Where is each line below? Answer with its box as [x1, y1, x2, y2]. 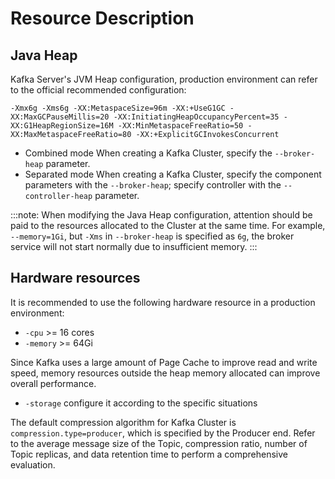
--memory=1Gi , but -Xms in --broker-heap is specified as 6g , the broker [10, 230, 295, 242]
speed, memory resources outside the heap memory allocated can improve [10, 367, 321, 379]
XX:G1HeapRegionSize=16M [10, 121, 114, 131]
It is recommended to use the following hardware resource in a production [10, 296, 316, 308]
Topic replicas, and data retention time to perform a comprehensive [10, 448, 288, 460]
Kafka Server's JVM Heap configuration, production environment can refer [10, 73, 318, 85]
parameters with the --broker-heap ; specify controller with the [24, 179, 282, 191]
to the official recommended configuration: [10, 84, 187, 96]
